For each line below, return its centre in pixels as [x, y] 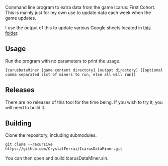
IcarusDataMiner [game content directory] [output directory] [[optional [84, 70]
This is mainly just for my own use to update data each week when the [78, 13]
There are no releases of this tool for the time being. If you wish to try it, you [84, 102]
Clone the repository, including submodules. [51, 135]
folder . [12, 33]
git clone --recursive [29, 145]
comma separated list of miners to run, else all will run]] [71, 74]
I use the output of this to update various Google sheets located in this [78, 28]
